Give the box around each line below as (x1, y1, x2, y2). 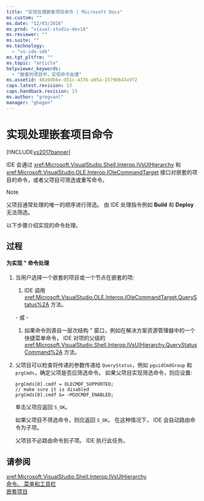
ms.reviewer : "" (6, 32, 47, 38)
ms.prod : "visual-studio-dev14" (6, 26, 88, 32)
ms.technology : (6, 43, 45, 49)
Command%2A (24, 349, 63, 356)
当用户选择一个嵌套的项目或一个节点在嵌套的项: (15, 274, 135, 281)
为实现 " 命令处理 (6, 259, 50, 266)
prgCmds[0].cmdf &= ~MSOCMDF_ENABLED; (15, 392, 114, 398)
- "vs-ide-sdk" (12, 49, 51, 55)
